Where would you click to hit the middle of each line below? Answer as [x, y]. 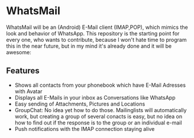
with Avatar [28, 91]
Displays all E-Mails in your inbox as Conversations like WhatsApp [95, 97]
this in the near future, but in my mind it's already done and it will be [89, 46]
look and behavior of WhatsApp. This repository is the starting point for [93, 33]
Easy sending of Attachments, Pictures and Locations [80, 104]
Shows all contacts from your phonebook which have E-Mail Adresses [100, 85]
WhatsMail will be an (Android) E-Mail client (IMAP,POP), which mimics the [97, 27]
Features [23, 71]
